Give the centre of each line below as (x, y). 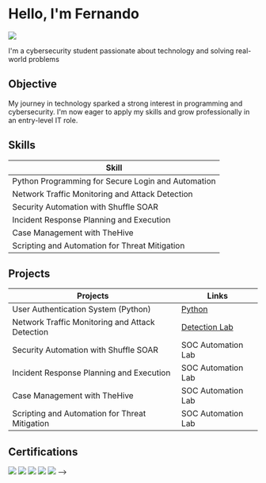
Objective (33, 84)
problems (44, 59)
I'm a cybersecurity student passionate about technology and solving (121, 50)
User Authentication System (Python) (82, 309)
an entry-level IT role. (43, 120)
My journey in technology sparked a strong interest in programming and (125, 103)
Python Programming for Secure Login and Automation (114, 181)
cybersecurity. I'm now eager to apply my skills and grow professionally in (129, 111)
